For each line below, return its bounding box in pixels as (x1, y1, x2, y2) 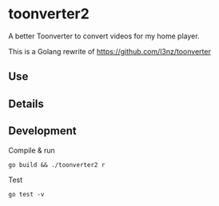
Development (8, 125, 78, 138)
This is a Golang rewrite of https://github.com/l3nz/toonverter (8, 46, 212, 56)
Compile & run (8, 145, 56, 155)
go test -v (8, 190, 45, 198)
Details (8, 97, 44, 110)
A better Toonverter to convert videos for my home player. (8, 31, 200, 41)
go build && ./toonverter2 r (8, 160, 106, 168)
